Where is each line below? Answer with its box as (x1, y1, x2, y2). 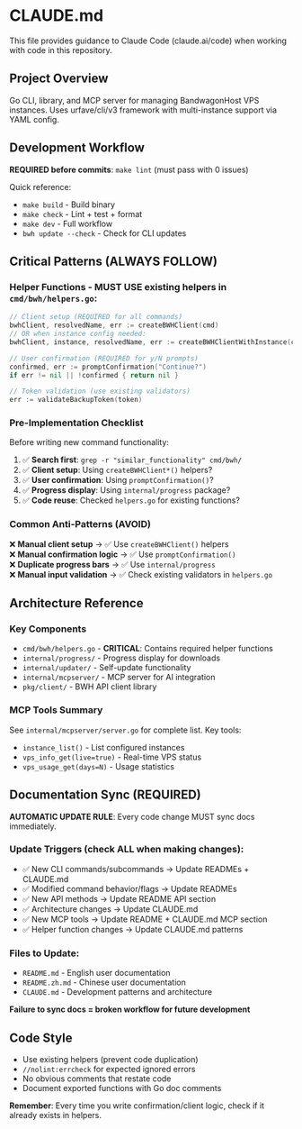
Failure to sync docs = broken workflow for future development (9, 1004, 251, 1015)
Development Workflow (9, 141, 146, 156)
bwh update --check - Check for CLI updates (22, 227, 187, 239)
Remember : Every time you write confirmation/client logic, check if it (9, 1100, 265, 1111)
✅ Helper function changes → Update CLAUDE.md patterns (22, 924, 244, 934)
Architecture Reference (9, 596, 144, 611)
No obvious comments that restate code (22, 1073, 172, 1084)
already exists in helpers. (9, 1109, 102, 1120)
